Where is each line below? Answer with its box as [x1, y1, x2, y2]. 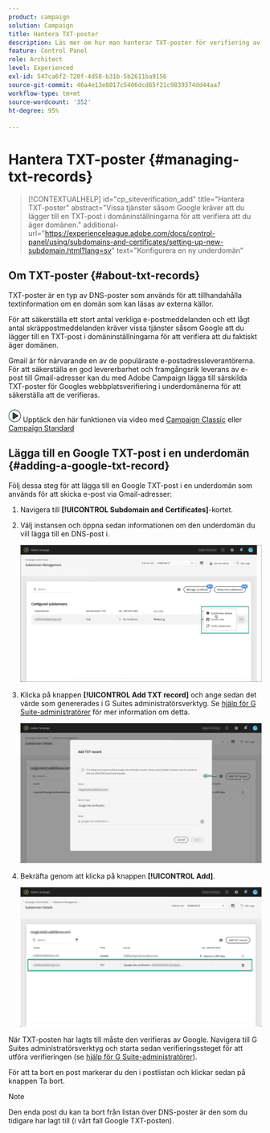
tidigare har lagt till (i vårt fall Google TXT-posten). [8, 1115, 174, 1125]
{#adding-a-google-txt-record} [8, 459, 170, 473]
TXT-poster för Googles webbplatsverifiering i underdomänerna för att [8, 381, 241, 391]
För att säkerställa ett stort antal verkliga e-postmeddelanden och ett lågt [8, 314, 251, 324]
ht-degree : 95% [8, 106, 59, 114]
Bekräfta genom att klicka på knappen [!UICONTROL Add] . [19, 870, 215, 881]
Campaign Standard [8, 423, 75, 432]
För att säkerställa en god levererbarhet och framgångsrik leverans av [8, 364, 239, 374]
